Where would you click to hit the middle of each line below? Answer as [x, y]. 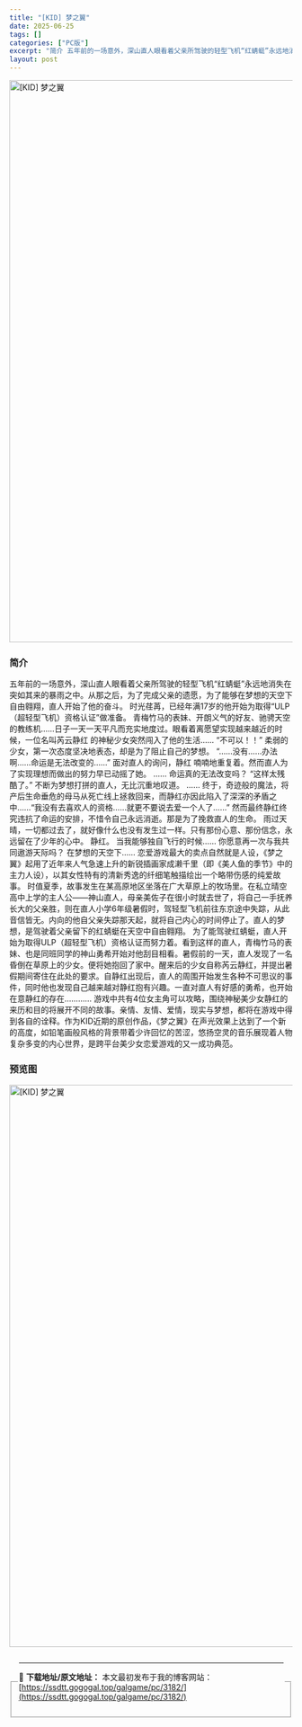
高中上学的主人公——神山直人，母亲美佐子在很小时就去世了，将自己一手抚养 [151, 898]
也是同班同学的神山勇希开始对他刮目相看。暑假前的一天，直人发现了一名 [159, 953]
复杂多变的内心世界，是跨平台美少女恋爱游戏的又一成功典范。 [124, 1043]
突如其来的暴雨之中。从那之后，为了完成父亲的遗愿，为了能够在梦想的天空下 [151, 695]
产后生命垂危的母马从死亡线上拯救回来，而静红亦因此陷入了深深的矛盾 [139, 796]
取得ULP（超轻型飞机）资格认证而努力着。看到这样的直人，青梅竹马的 [155, 943]
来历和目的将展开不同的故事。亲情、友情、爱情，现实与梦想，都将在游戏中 [147, 1010]
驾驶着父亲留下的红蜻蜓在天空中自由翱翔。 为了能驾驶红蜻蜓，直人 [156, 931]
